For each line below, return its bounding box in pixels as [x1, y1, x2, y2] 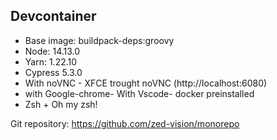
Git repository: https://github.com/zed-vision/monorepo [10, 117, 240, 129]
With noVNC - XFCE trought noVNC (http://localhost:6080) [24, 77, 268, 89]
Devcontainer [10, 8, 97, 25]
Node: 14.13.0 [24, 45, 81, 57]
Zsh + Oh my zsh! [24, 98, 98, 110]
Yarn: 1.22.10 [24, 55, 78, 68]
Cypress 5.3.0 [24, 66, 83, 78]
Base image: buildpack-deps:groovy [24, 34, 175, 46]
